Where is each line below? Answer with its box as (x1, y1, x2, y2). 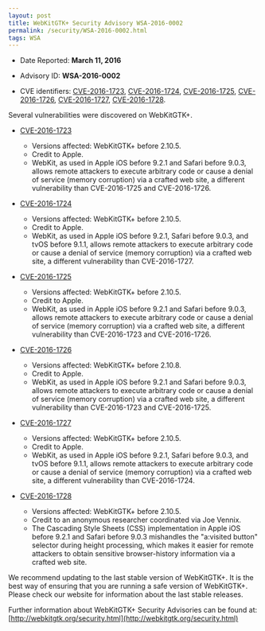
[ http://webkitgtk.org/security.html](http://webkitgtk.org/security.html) (8, 613, 239, 623)
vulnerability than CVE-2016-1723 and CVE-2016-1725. (31, 403, 212, 412)
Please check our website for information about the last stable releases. (8, 590, 244, 599)
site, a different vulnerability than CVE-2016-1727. (31, 256, 194, 267)
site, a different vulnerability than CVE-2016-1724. (31, 476, 195, 485)
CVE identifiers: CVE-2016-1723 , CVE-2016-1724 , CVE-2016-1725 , (19, 87, 237, 96)
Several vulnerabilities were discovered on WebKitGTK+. (8, 111, 193, 120)
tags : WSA (8, 33, 41, 42)
